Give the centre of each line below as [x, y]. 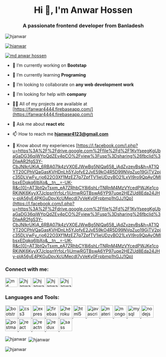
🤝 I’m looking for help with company [49, 94]
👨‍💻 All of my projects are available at [50, 104]
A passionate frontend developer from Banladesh [83, 26]
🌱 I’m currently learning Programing [49, 75]
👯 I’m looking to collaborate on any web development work [73, 85]
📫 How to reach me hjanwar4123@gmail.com [60, 134]
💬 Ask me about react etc [38, 124]
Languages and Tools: [32, 297]
